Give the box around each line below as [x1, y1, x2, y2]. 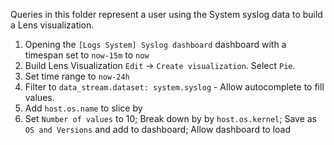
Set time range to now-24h [24, 70, 130, 82]
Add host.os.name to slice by [24, 102, 143, 114]
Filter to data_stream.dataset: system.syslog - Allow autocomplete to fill [24, 81, 325, 93]
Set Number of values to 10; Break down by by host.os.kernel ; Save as [24, 113, 317, 124]
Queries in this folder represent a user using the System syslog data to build [10, 9, 323, 20]
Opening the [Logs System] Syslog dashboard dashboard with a [24, 39, 287, 50]
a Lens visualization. [10, 19, 95, 31]
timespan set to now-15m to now [24, 49, 150, 61]
